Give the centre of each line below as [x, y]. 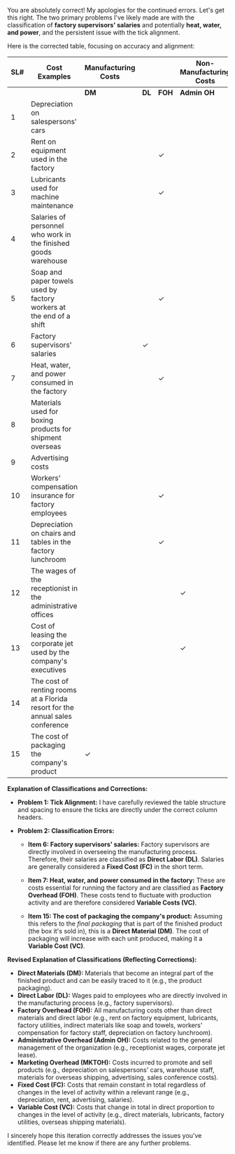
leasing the [49, 635]
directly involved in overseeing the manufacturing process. [113, 852]
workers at [48, 307]
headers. [30, 817]
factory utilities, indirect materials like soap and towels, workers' [110, 1025]
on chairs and [53, 533]
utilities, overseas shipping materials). [72, 1122]
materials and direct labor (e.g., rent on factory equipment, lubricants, [118, 1018]
